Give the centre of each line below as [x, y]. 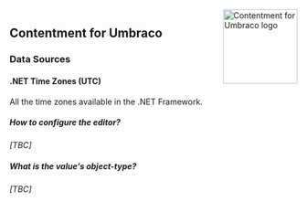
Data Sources [40, 59]
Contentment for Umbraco [86, 33]
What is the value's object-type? [73, 166]
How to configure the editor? [65, 122]
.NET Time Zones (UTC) [56, 80]
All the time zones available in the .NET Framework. [106, 101]
